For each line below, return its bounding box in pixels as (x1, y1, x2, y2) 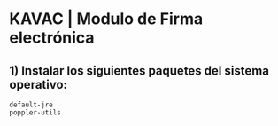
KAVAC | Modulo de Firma (9, 9, 204, 29)
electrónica (9, 28, 95, 48)
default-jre (9, 100, 53, 109)
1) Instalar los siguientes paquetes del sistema (9, 63, 270, 78)
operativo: (9, 76, 68, 92)
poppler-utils (9, 108, 62, 117)
